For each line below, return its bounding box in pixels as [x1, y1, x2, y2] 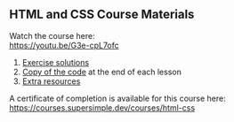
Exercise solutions [21, 57, 90, 67]
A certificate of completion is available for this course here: [9, 93, 226, 103]
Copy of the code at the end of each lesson [21, 66, 182, 77]
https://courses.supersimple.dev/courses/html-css [9, 102, 196, 113]
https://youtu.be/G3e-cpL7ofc [9, 40, 120, 50]
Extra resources [21, 75, 81, 87]
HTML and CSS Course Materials [9, 7, 195, 22]
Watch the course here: [9, 30, 95, 41]
